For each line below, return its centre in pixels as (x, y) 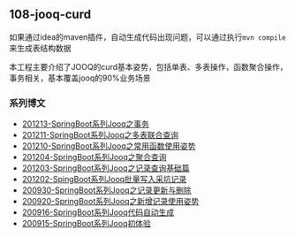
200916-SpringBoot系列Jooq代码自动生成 (98, 212)
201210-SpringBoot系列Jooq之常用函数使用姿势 (109, 146)
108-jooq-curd (50, 15)
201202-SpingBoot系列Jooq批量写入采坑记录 (104, 180)
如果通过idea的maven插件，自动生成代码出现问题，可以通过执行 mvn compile (147, 37)
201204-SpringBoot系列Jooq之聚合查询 (94, 157)
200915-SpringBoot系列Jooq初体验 (87, 224)
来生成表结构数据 (40, 48)
